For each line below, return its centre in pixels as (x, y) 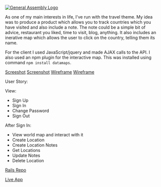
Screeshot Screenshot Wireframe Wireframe (50, 72)
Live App (14, 179)
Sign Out (21, 116)
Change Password (30, 111)
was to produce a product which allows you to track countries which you (78, 22)
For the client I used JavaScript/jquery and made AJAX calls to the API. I (78, 52)
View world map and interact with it (48, 135)
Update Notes (26, 155)
